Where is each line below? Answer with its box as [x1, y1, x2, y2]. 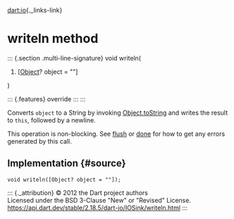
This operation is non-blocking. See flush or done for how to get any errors [7, 130, 226, 138]
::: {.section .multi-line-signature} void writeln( [7, 54, 142, 62]
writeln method [7, 31, 99, 46]
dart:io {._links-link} [7, 6, 63, 14]
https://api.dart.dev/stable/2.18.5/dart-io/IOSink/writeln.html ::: [7, 204, 188, 212]
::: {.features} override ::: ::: [7, 94, 86, 103]
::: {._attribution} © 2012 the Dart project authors [7, 188, 148, 196]
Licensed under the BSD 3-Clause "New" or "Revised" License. [7, 196, 192, 204]
